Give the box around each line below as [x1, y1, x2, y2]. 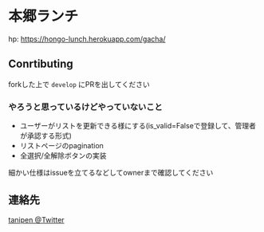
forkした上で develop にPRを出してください [8, 79, 150, 88]
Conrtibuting [8, 57, 73, 71]
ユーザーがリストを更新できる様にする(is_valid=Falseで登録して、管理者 [19, 121, 257, 131]
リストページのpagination [19, 141, 104, 151]
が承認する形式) [19, 131, 72, 140]
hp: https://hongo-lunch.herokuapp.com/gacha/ [8, 33, 166, 44]
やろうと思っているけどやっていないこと [8, 101, 164, 112]
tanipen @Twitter [8, 214, 65, 224]
